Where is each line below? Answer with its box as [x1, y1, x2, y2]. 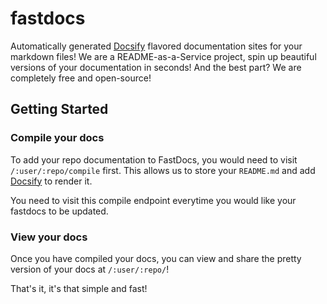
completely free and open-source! [10, 72, 152, 84]
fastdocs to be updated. [10, 205, 109, 217]
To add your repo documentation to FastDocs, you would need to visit [10, 153, 298, 166]
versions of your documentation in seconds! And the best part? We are [10, 61, 302, 73]
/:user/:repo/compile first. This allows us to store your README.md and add [10, 164, 316, 176]
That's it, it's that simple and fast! [10, 282, 148, 294]
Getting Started [10, 101, 109, 118]
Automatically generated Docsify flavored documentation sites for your [10, 40, 303, 52]
